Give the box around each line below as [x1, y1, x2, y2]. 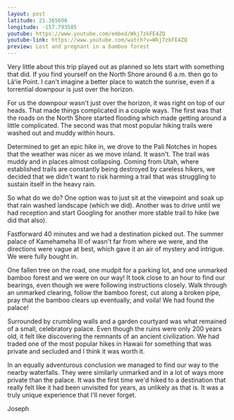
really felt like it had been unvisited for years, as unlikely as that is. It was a [7, 383, 224, 392]
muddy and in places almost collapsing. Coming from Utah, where [7, 157, 199, 166]
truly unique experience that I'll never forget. [7, 391, 137, 399]
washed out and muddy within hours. [7, 128, 116, 137]
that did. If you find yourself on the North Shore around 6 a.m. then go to [7, 70, 218, 78]
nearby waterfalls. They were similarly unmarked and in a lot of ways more [7, 368, 224, 376]
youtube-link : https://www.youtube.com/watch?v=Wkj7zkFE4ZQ [7, 37, 188, 44]
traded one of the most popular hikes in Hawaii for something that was [7, 340, 212, 348]
